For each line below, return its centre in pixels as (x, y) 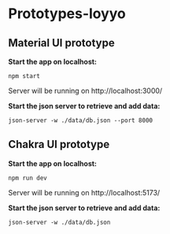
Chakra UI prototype (59, 145)
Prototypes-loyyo (67, 14)
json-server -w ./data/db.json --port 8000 (81, 121)
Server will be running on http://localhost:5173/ (84, 192)
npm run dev (28, 178)
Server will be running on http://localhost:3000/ (85, 91)
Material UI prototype (62, 43)
